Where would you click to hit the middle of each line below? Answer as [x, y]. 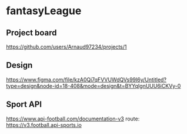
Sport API [24, 104]
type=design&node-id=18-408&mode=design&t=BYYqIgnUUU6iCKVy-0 [93, 86]
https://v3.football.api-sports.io [44, 125]
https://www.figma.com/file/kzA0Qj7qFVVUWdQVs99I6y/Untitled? [86, 79]
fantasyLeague [44, 11]
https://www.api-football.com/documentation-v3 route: [73, 119]
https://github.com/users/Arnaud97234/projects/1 [67, 47]
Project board [31, 33]
